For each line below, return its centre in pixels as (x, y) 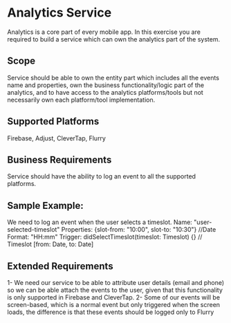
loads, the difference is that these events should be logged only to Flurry (111, 312)
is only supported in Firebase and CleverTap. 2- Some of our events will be (113, 297)
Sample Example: (46, 205)
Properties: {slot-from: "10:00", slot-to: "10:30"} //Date (139, 230)
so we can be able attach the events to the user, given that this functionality (115, 290)
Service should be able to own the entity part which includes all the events (113, 77)
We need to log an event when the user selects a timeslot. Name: (100, 222)
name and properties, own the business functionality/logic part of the (106, 85)
